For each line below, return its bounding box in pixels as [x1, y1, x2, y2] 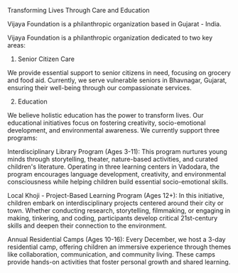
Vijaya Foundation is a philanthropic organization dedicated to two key [7, 33, 213, 42]
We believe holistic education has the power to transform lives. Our [7, 111, 204, 119]
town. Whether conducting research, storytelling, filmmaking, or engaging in [7, 206, 231, 215]
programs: [7, 134, 38, 142]
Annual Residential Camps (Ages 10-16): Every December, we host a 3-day [7, 235, 226, 243]
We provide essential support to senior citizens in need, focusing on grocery [7, 69, 231, 77]
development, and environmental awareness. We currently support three [7, 126, 220, 134]
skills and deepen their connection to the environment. [7, 221, 167, 230]
